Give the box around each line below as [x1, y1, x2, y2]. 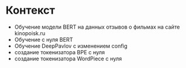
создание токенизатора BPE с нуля [14, 48, 105, 55]
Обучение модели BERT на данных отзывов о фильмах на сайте [14, 23, 181, 30]
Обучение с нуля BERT [14, 36, 74, 43]
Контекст [5, 4, 56, 17]
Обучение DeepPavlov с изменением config [14, 42, 128, 50]
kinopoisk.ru [14, 29, 46, 36]
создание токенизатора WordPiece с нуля [14, 55, 122, 62]
